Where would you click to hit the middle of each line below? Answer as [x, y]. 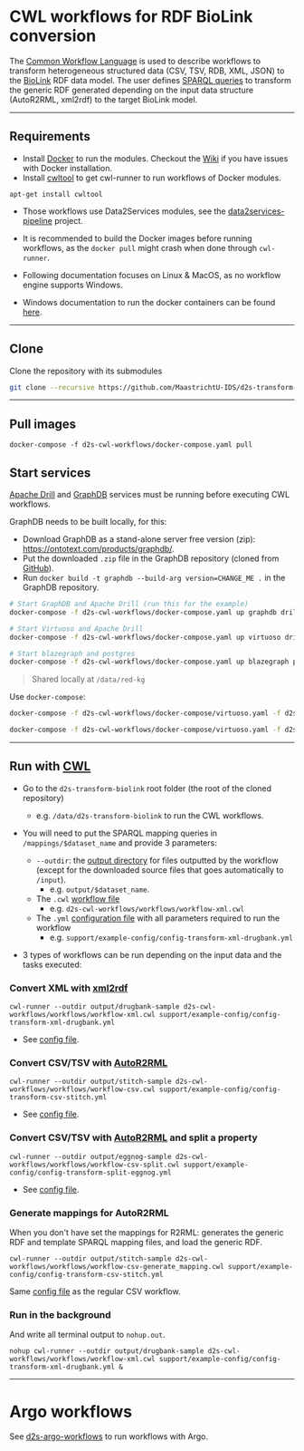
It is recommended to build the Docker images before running [137, 238]
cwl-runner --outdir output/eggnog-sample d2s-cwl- [109, 1156]
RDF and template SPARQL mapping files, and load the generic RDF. [136, 1243]
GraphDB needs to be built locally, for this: [88, 522]
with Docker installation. [67, 168]
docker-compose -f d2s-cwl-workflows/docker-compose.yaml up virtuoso [145, 637]
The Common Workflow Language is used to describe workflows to [135, 61]
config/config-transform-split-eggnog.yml [90, 1172]
